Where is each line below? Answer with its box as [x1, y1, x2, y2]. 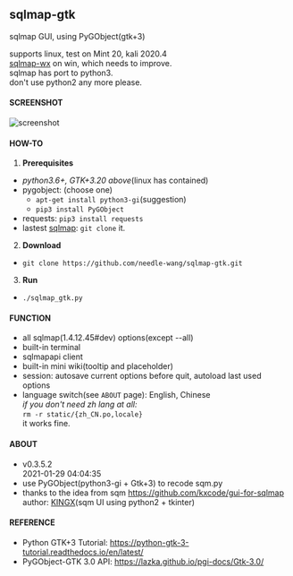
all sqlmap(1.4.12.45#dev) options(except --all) [21, 332, 194, 343]
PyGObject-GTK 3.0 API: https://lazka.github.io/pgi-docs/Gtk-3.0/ [21, 555, 264, 567]
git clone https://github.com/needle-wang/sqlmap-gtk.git [21, 259, 243, 268]
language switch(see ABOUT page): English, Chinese [21, 390, 211, 400]
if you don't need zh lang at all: [21, 399, 138, 410]
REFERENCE [9, 517, 55, 528]
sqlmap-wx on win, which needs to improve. [9, 57, 172, 68]
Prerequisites [21, 158, 74, 168]
